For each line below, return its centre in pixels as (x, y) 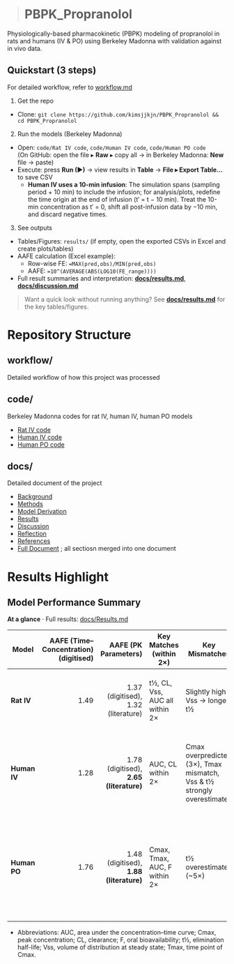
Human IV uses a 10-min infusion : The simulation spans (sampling (124, 184)
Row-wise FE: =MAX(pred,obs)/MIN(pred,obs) (92, 263)
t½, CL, (161, 683)
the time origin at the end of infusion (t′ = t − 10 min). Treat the (117, 199)
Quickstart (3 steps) (52, 70)
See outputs (34, 228)
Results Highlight (58, 577)
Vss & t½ (200, 782)
